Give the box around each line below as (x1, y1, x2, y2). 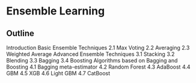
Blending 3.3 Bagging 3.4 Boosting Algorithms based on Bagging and (6, 57, 178, 64)
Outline (6, 28, 34, 38)
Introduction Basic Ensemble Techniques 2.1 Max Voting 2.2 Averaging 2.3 (6, 44, 190, 51)
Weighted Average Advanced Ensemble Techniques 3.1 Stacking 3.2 (6, 51, 175, 58)
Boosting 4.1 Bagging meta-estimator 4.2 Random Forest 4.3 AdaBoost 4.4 (6, 63, 191, 70)
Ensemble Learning (6, 4, 105, 18)
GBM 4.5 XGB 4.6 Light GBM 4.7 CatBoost (6, 70, 111, 76)
